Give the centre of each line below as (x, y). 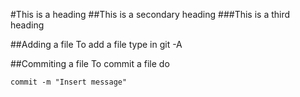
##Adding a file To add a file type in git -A (96, 44)
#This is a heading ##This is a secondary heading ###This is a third (150, 14)
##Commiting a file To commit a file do (90, 63)
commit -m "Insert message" (69, 82)
